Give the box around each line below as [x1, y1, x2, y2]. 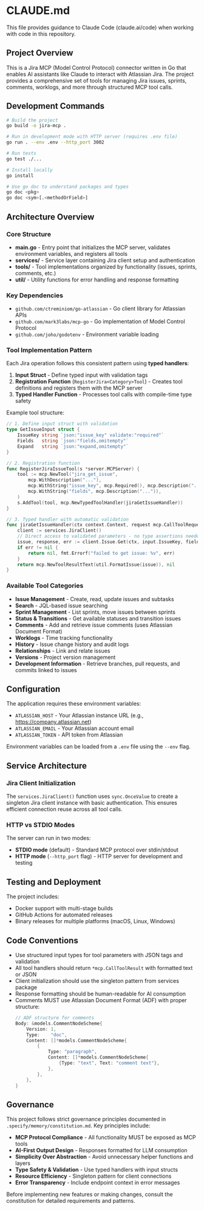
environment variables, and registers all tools [15, 250, 128, 257]
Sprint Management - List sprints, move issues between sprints [15, 608, 176, 616]
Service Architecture [6, 760, 87, 771]
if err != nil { [17, 545, 59, 551]
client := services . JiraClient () [17, 528, 102, 534]
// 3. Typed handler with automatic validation [6, 516, 129, 523]
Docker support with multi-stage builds [15, 905, 114, 912]
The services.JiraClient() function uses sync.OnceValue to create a [6, 792, 178, 800]
